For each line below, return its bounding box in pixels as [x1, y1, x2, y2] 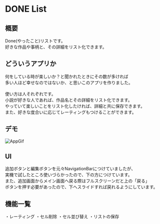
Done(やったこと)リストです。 [5, 38, 66, 43]
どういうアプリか [5, 60, 56, 68]
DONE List [5, 3, 47, 15]
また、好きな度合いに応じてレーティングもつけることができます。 [5, 109, 137, 115]
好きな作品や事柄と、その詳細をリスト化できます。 [5, 44, 107, 50]
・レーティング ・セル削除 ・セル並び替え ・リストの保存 [5, 214, 119, 220]
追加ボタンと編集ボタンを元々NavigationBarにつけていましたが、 [5, 166, 136, 172]
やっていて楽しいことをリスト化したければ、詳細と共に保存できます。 [5, 103, 145, 109]
